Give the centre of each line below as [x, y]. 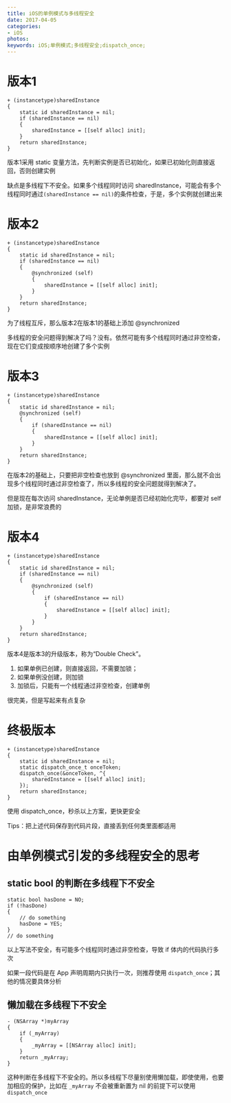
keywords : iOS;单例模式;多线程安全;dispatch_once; [76, 45]
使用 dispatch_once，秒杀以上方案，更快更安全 [74, 811]
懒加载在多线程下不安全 [57, 1005]
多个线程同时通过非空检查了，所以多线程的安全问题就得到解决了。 [106, 483]
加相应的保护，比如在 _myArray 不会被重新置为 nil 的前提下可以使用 [101, 1085]
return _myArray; [44, 1057]
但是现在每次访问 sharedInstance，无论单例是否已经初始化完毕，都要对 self [114, 498]
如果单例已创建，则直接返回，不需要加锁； [77, 668]
